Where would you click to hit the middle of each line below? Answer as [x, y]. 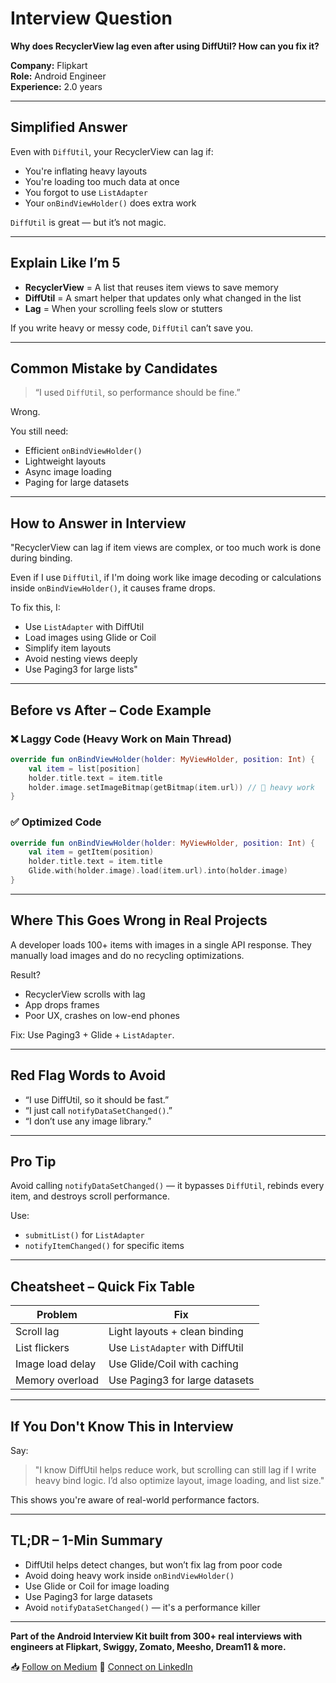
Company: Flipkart [49, 65]
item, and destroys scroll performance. [90, 1196]
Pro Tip [33, 1161]
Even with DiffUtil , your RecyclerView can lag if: [112, 151]
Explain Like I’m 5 [65, 263]
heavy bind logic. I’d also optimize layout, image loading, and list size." [179, 1480]
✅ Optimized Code [56, 822]
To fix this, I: [35, 608]
